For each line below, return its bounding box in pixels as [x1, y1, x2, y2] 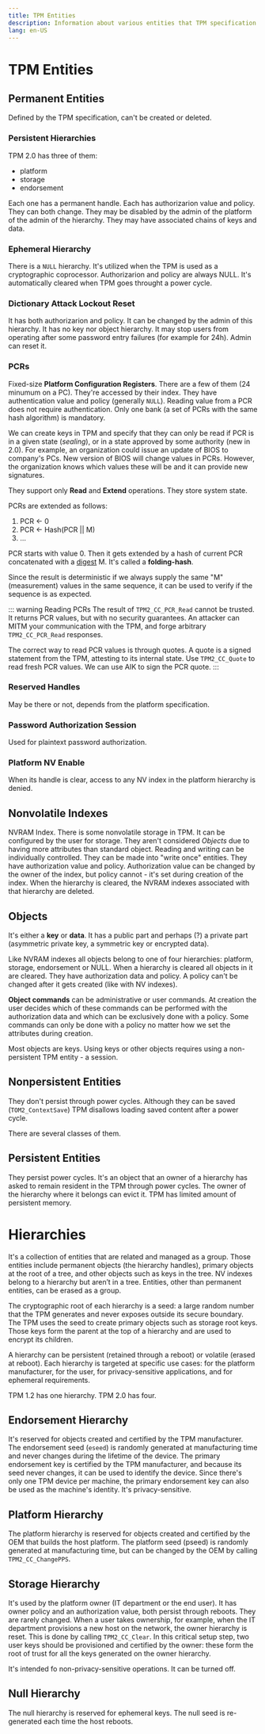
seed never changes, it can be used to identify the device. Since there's [8, 1468, 243, 1478]
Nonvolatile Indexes [8, 806, 108, 820]
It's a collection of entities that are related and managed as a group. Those [8, 1251, 252, 1261]
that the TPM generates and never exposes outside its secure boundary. [8, 1309, 244, 1319]
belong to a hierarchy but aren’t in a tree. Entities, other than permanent [8, 1277, 242, 1286]
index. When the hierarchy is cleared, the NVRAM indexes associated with [8, 878, 250, 888]
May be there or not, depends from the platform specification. [8, 699, 210, 709]
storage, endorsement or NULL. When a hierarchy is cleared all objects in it [8, 963, 253, 972]
